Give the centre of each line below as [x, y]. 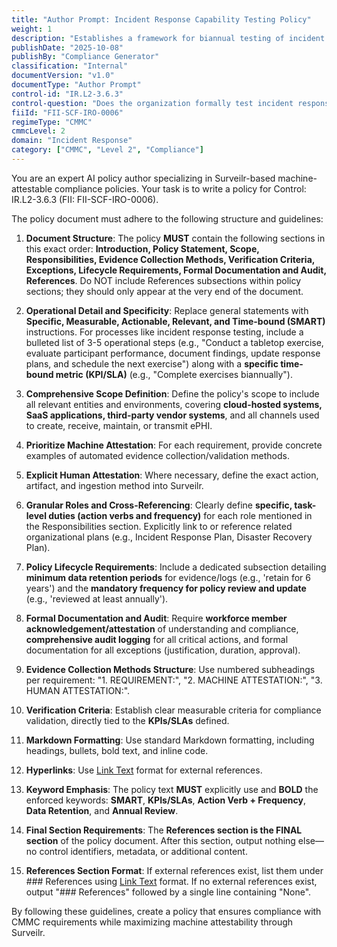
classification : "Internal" [70, 66]
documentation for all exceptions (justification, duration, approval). [163, 650]
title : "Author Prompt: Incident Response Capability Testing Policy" [161, 19]
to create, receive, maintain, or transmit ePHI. [119, 425]
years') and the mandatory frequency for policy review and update [166, 588]
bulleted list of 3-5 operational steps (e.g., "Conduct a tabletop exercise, [174, 342]
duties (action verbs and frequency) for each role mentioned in [180, 515]
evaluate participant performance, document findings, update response [173, 353]
